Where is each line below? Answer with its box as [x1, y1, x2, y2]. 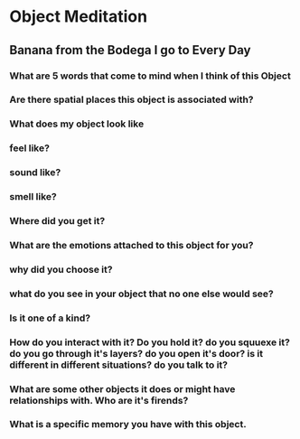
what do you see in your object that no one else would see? [9, 287, 274, 300]
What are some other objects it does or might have [9, 382, 236, 395]
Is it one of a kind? [9, 312, 91, 324]
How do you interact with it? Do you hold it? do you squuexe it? [9, 336, 291, 349]
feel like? [9, 142, 50, 154]
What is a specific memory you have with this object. [9, 418, 247, 431]
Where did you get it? [9, 215, 106, 228]
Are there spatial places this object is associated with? [9, 93, 255, 106]
